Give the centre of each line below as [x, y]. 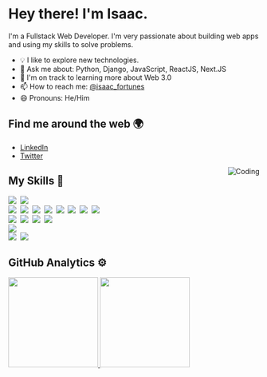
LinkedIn [34, 147]
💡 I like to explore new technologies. [79, 60]
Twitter [31, 156]
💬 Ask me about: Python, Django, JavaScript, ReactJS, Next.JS [123, 69]
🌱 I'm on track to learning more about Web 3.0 [96, 77]
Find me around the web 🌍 [76, 124]
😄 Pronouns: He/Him [55, 97]
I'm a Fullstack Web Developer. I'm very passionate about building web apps [133, 36]
